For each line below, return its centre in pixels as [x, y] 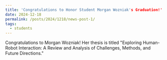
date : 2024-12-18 [23, 14]
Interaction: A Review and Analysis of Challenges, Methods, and [85, 48]
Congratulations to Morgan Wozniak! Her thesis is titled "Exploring [73, 42]
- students [21, 28]
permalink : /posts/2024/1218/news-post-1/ [50, 19]
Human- [151, 42]
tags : [11, 24]
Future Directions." [25, 53]
